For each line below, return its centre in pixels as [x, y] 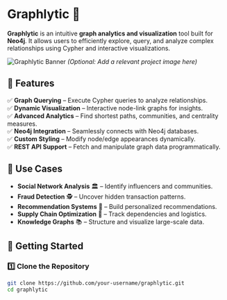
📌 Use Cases [35, 169]
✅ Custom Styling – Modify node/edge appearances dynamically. [101, 139]
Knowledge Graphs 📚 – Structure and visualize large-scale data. [111, 222]
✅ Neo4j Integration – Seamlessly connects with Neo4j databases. [103, 131]
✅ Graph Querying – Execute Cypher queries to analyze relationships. [108, 100]
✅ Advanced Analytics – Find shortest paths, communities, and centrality [113, 116]
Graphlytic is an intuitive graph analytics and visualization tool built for [110, 33]
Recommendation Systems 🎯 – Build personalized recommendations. [117, 206]
